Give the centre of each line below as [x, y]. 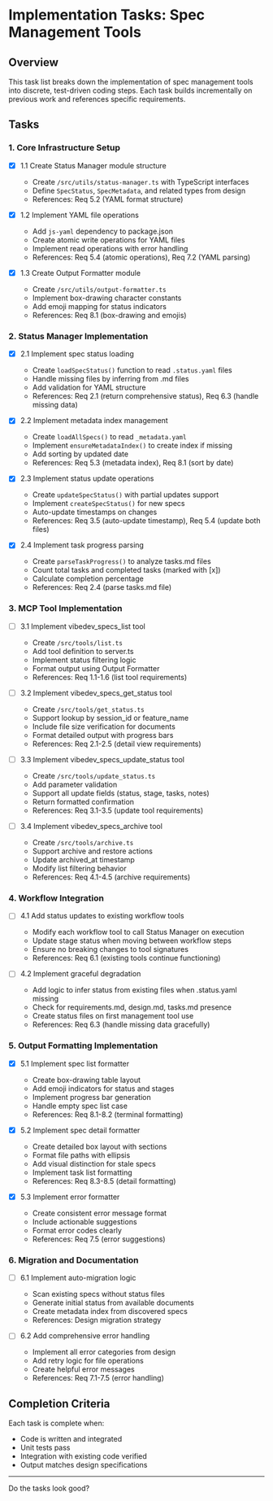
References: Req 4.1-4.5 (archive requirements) [111, 877]
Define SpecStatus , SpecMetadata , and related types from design [139, 190]
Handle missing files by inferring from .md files [110, 379]
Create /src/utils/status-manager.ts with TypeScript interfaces [141, 181]
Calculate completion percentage [88, 578]
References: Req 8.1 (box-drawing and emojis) [109, 315]
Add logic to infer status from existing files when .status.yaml [134, 990]
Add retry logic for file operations [88, 1361]
